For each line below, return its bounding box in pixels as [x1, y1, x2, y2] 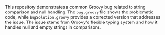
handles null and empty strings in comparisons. [5, 24, 101, 30]
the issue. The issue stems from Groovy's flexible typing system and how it [5, 19, 158, 25]
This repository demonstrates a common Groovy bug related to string [5, 4, 146, 10]
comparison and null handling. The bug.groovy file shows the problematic [5, 9, 154, 15]
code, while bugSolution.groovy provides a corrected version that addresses [5, 14, 161, 20]
